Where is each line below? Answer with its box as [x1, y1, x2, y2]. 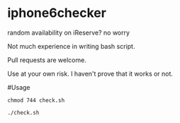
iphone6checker [7, 5, 106, 21]
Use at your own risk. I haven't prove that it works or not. [7, 69, 174, 78]
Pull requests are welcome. [7, 55, 86, 64]
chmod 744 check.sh [7, 97, 65, 104]
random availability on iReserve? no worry [7, 28, 130, 37]
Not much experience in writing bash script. [7, 42, 135, 50]
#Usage [7, 83, 30, 91]
